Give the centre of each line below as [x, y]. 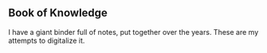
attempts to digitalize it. [47, 40]
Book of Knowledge [58, 13]
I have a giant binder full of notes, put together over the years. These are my [133, 32]
